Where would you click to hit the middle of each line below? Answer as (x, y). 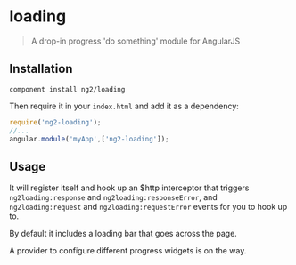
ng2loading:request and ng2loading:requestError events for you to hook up (148, 207)
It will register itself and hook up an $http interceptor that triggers (129, 188)
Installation (41, 69)
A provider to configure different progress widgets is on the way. (128, 251)
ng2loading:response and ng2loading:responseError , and (114, 197)
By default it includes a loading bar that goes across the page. (123, 234)
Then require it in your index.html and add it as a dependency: (124, 106)
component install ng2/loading (67, 89)
